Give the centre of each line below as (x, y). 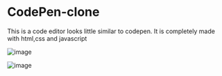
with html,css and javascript (47, 38)
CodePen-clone (53, 12)
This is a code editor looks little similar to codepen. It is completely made (111, 31)
